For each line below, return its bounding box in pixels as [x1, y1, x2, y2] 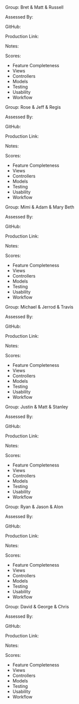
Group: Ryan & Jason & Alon [5, 504, 63, 510]
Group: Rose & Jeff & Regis [5, 104, 61, 110]
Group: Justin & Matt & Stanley [5, 404, 68, 410]
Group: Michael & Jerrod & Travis [5, 304, 73, 310]
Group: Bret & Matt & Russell [5, 5, 64, 10]
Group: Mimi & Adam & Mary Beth [5, 204, 74, 210]
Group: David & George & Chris [5, 604, 69, 609]
